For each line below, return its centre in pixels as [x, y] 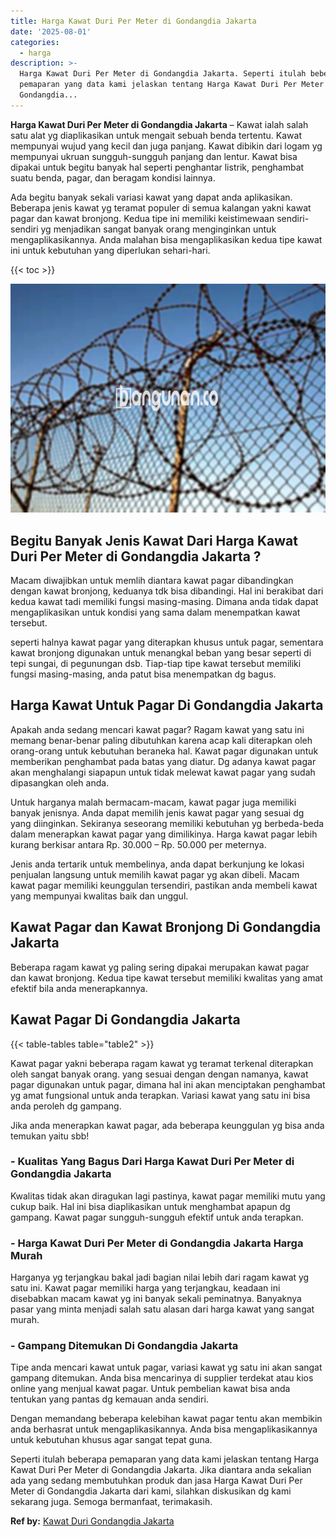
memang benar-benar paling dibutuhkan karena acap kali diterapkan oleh [161, 740]
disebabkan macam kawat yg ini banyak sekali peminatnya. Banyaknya [156, 1299]
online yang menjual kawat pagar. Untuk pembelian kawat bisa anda [150, 1389]
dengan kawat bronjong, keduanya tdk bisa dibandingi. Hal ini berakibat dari [167, 591]
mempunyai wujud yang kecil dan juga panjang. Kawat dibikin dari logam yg [166, 146]
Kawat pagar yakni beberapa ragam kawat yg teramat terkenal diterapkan [162, 1063]
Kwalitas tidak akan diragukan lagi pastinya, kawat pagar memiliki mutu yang [168, 1196]
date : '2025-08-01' [51, 31]
